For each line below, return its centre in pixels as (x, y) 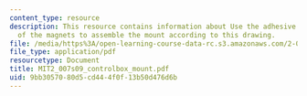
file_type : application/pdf (63, 52)
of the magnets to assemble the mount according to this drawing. (147, 35)
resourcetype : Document (55, 60)
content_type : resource (55, 18)
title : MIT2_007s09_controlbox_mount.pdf (90, 69)
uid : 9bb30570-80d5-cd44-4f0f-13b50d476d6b (94, 78)
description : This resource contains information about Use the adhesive (153, 27)
